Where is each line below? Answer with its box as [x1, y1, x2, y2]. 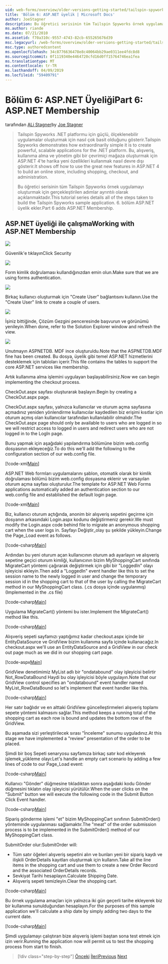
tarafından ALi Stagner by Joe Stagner [5, 121, 83, 127]
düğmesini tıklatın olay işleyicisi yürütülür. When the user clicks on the [5, 786, 148, 792]
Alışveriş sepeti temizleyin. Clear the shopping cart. [12, 878, 117, 884]
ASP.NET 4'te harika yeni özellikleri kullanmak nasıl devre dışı [17, 158, 144, 164]
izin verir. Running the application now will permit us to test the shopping [5, 938, 154, 944]
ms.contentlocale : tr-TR [5, 63, 57, 68]
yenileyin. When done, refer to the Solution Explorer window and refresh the [5, 323, 160, 329]
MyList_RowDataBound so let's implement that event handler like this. [5, 684, 148, 691]
